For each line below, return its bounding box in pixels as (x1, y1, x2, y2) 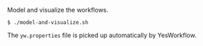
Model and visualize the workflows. (7, 6, 109, 14)
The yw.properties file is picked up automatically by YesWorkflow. (7, 31, 197, 39)
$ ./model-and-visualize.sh (7, 19, 89, 26)
